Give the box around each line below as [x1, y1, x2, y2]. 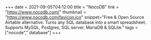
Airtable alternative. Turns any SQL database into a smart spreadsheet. [5, 19, 147, 25]
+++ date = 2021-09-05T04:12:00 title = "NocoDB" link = [5, 4, 120, 10]
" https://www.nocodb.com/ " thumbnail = [5, 9, 86, 15]
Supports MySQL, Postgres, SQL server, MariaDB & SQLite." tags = [5, 25, 138, 30]
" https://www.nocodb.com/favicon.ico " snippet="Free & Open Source [5, 14, 144, 20]
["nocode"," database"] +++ [5, 30, 61, 35]
